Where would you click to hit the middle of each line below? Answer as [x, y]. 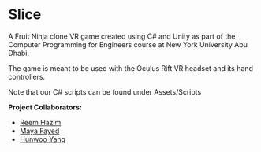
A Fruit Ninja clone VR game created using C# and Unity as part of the [122, 36]
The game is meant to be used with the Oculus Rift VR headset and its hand [131, 68]
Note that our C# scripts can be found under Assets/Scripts [105, 91]
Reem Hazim [40, 122]
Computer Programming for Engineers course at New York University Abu [128, 44]
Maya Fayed [39, 131]
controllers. [27, 76]
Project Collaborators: [45, 107]
